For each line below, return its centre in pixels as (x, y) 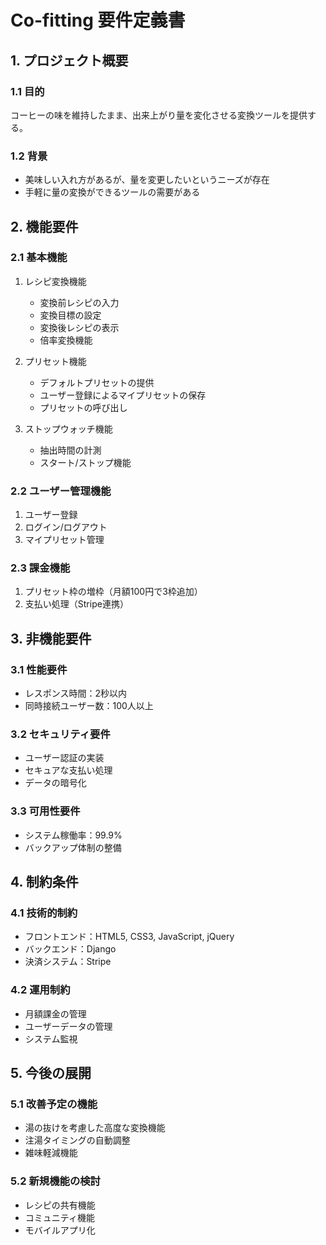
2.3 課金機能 (40, 568)
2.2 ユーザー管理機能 (61, 491)
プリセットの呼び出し (83, 407)
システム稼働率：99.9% (73, 835)
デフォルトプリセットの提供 (97, 382)
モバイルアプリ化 (60, 1230)
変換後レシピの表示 (79, 327)
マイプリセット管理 (64, 540)
